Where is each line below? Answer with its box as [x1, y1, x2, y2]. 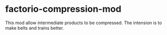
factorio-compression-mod [5, 3, 121, 15]
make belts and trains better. [5, 25, 64, 31]
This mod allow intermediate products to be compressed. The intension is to [5, 20, 162, 26]
